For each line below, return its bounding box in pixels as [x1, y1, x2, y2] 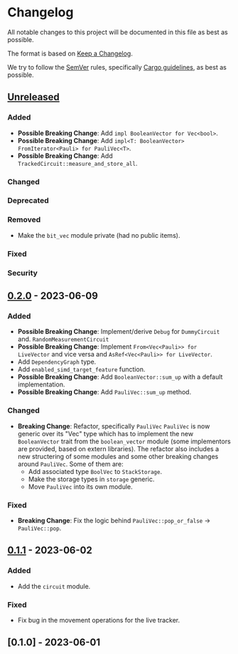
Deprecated [7, 196, 50, 206]
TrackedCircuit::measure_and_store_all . [17, 159, 138, 167]
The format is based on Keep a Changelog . [7, 49, 133, 58]
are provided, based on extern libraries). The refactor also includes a [17, 444, 219, 453]
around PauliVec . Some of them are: [17, 460, 124, 468]
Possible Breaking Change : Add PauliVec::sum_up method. [17, 388, 192, 396]
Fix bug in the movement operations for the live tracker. [17, 616, 180, 624]
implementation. [17, 380, 65, 389]
